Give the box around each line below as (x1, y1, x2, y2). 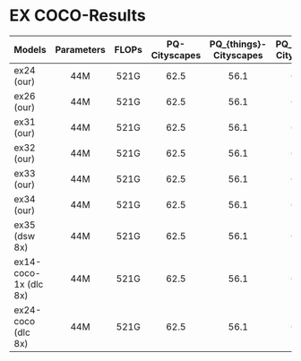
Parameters (55, 43, 106, 56)
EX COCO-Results (9, 5, 146, 26)
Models (13, 43, 47, 56)
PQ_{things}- (209, 38, 267, 50)
